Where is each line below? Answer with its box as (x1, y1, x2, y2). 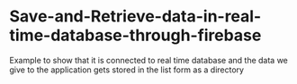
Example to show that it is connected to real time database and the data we (9, 55, 288, 65)
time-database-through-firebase (9, 25, 262, 46)
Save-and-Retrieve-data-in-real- (9, 6, 262, 27)
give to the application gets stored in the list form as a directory (9, 64, 245, 75)
